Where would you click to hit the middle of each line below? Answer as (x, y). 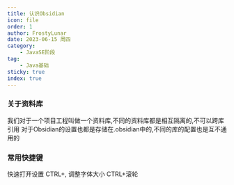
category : (22, 46)
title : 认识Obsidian (36, 14)
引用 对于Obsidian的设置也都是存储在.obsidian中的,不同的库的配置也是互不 (114, 129)
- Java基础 (34, 65)
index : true (24, 78)
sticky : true (26, 72)
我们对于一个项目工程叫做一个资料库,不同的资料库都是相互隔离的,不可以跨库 (116, 120)
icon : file (23, 20)
